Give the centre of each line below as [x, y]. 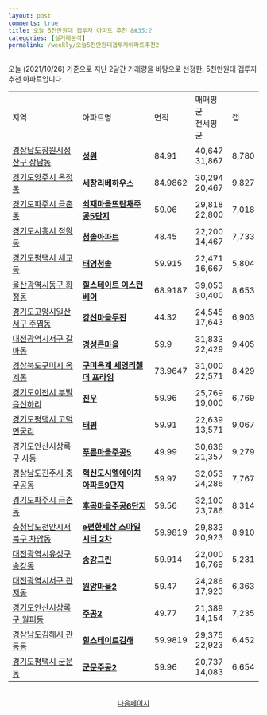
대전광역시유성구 [42, 554]
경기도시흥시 [35, 231]
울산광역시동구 [38, 285]
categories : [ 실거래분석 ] [47, 38]
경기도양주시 [35, 178]
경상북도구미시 [38, 366]
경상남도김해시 [38, 634]
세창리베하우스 [108, 183]
